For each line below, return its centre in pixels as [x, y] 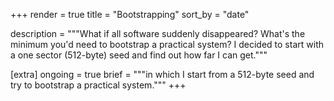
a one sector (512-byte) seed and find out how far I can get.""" [139, 55]
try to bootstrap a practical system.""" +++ [98, 85]
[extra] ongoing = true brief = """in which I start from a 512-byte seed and [162, 74]
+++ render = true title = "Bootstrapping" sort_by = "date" [130, 14]
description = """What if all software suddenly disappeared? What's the [158, 33]
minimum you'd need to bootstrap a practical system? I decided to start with [167, 44]
